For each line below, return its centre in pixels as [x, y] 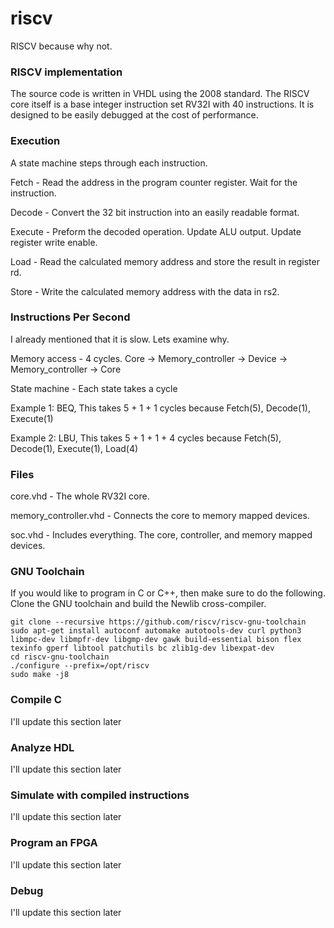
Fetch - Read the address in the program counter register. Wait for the [154, 182]
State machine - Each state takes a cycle [94, 388]
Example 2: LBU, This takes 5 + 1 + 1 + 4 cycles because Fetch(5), [146, 438]
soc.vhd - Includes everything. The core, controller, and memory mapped [161, 535]
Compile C [36, 700]
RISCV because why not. [61, 46]
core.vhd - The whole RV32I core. [80, 496]
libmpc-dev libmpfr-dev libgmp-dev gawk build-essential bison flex [156, 640]
